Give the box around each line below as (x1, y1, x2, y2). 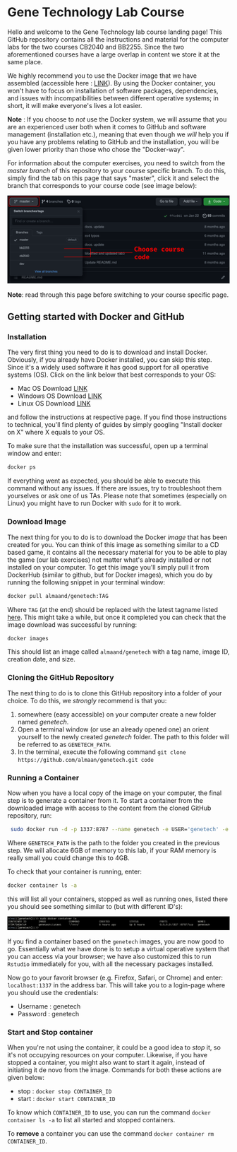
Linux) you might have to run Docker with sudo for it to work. (7, 499, 182, 507)
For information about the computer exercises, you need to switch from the (7, 158, 226, 167)
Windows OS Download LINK (17, 392, 102, 400)
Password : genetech (17, 1009, 80, 1018)
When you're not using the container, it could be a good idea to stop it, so (7, 1043, 221, 1052)
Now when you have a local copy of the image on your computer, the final (7, 789, 222, 797)
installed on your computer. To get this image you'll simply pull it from (7, 563, 209, 571)
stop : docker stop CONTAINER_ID (17, 1087, 112, 1095)
